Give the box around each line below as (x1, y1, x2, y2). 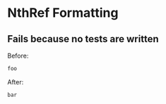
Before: (7, 51, 29, 60)
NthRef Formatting (7, 5, 119, 21)
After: (7, 77, 24, 86)
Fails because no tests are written (7, 33, 159, 45)
